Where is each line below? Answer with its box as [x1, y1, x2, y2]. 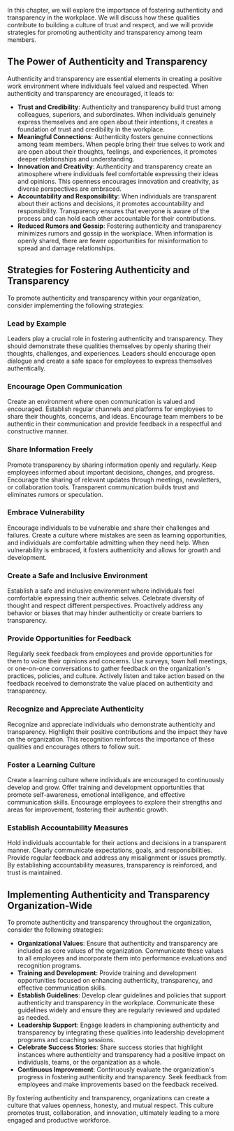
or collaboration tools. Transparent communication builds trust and [7, 482, 199, 491]
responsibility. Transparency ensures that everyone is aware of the [17, 206, 210, 215]
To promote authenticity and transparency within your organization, [7, 294, 201, 302]
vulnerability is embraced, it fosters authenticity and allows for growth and [7, 545, 221, 554]
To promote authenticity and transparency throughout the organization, [7, 919, 212, 927]
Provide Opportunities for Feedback [7, 634, 131, 644]
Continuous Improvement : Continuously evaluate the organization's [17, 1065, 214, 1074]
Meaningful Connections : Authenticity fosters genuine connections [17, 132, 214, 141]
